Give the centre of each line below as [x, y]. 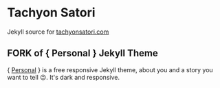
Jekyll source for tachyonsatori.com [58, 32]
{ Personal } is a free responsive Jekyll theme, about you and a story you [110, 69]
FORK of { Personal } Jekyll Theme [82, 53]
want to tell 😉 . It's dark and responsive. [64, 77]
